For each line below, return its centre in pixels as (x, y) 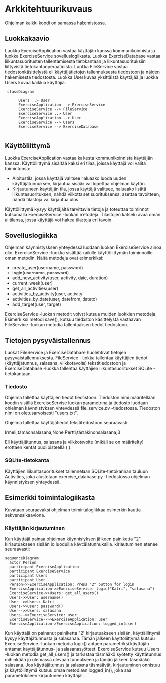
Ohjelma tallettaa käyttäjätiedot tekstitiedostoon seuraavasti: (67, 423)
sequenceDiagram (22, 558)
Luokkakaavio (27, 39)
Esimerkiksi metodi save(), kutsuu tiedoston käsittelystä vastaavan (73, 319)
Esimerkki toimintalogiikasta (50, 497)
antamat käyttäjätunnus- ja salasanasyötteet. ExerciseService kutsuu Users (82, 649)
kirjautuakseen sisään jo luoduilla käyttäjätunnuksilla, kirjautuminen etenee (82, 544)
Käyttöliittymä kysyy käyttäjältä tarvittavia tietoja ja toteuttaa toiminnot (77, 209)
